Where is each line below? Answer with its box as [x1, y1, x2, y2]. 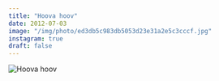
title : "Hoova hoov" [8, 11, 79, 20]
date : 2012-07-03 [8, 19, 67, 28]
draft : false [8, 42, 53, 50]
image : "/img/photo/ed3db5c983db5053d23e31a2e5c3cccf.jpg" [8, 27, 213, 35]
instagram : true [8, 34, 63, 43]
